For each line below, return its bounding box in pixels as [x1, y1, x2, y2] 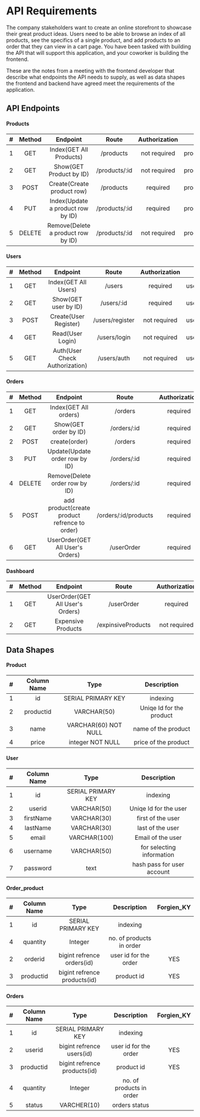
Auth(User [52, 346, 82, 355]
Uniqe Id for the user [129, 804, 187, 812]
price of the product [133, 738, 190, 746]
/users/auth [97, 353, 130, 362]
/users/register [93, 316, 135, 324]
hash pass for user [132, 860, 185, 868]
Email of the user [135, 833, 182, 842]
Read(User [52, 329, 83, 337]
